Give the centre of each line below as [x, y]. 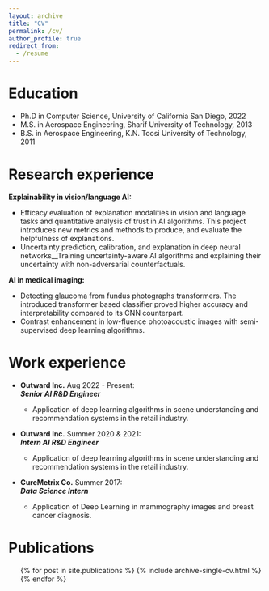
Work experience [67, 363]
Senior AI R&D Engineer [60, 393]
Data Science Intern [54, 491]
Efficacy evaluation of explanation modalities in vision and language [133, 212]
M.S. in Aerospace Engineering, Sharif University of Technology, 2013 [136, 124]
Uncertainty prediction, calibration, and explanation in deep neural [130, 247]
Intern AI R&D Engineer [59, 442]
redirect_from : [34, 46]
